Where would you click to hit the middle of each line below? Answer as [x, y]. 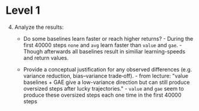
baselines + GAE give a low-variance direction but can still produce [106, 82]
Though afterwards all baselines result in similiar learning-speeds [104, 51]
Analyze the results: [39, 27]
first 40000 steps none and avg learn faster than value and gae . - [103, 45]
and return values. [46, 58]
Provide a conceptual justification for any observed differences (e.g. [108, 69]
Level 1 [23, 10]
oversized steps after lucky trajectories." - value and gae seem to [103, 88]
